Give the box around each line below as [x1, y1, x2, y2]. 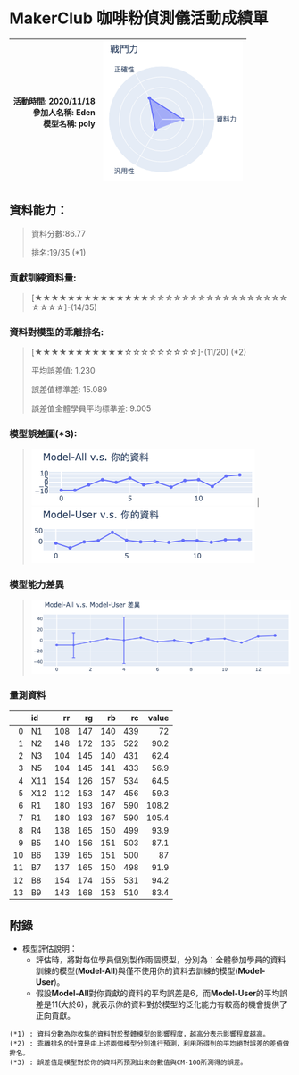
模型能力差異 [9, 578, 65, 591]
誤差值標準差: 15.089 [30, 384, 108, 395]
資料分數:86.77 [30, 228, 87, 239]
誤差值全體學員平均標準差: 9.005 [30, 403, 152, 414]
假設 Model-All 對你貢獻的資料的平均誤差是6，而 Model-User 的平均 [35, 988, 280, 999]
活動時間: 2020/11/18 [12, 96, 96, 106]
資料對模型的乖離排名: [9, 325, 104, 338]
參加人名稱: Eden [32, 106, 96, 117]
